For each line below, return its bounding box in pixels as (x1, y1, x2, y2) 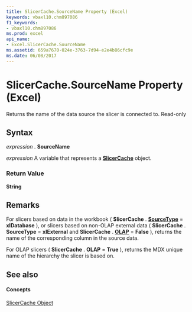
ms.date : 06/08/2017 (6, 53, 57, 59)
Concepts (6, 286, 31, 293)
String (6, 183, 22, 190)
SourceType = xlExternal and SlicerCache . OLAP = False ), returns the (6, 229, 182, 236)
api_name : (6, 36, 31, 42)
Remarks (6, 200, 40, 210)
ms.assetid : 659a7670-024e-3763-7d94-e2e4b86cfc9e (6, 47, 134, 53)
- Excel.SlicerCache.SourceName (6, 42, 86, 48)
